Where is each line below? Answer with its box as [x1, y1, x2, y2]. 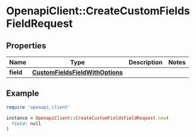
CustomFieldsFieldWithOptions [32, 68, 123, 76]
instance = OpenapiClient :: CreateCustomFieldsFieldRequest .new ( [6, 115, 169, 121]
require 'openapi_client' [6, 104, 70, 110]
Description [128, 58, 163, 66]
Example [6, 88, 39, 99]
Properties [6, 41, 46, 51]
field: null [11, 120, 42, 126]
